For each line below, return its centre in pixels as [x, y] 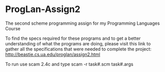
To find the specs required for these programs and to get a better [73, 38]
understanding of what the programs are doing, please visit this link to [78, 43]
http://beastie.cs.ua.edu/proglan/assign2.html [53, 54]
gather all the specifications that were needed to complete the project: [78, 49]
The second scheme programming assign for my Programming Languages [82, 23]
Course [13, 28]
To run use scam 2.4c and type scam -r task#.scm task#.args [69, 64]
